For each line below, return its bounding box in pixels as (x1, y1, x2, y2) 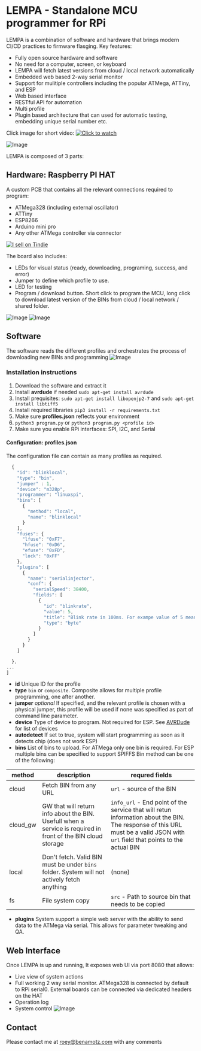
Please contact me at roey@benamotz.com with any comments (6, 1038, 163, 1046)
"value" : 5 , (44, 608, 74, 614)
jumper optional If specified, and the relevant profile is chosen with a (14, 699, 185, 707)
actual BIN (110, 843, 140, 852)
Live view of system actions (14, 973, 84, 980)
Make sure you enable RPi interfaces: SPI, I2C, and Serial (14, 425, 156, 432)
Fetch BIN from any (42, 781, 97, 789)
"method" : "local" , (28, 508, 77, 515)
